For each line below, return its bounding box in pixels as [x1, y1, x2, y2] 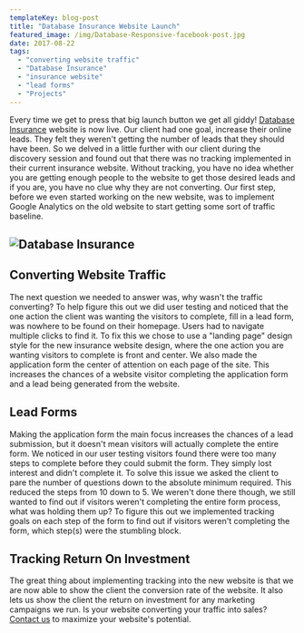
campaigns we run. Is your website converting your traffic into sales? [9, 604, 268, 615]
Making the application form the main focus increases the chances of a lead [9, 428, 294, 440]
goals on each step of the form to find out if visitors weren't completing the [9, 515, 290, 526]
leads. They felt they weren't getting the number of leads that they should [9, 133, 285, 144]
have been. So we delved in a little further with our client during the [9, 142, 261, 154]
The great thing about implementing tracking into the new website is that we [9, 575, 294, 586]
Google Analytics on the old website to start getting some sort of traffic [9, 200, 276, 211]
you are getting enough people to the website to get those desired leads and [9, 171, 296, 182]
